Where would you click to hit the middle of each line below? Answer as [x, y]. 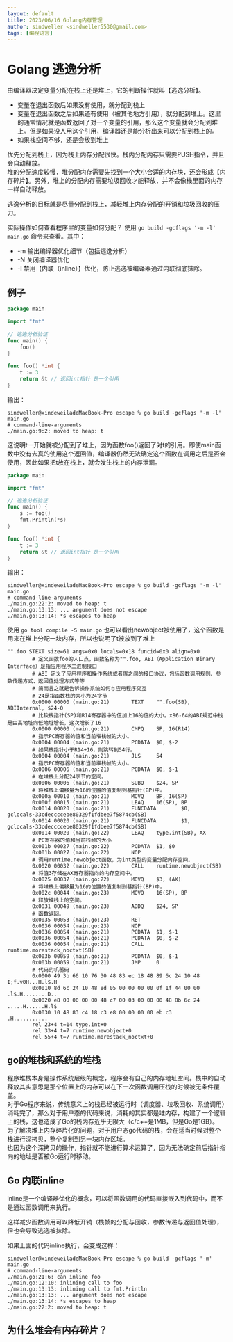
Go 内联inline [36, 1180]
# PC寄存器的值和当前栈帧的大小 [72, 840]
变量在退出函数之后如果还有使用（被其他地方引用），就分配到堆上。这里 [119, 114]
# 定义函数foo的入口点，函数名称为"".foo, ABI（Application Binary [124, 659]
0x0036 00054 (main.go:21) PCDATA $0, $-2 [105, 938]
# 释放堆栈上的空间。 [59, 901]
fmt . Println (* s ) [43, 520]
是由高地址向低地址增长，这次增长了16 [54, 723]
